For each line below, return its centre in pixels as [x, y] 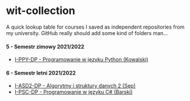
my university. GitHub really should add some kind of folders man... [87, 33]
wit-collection [41, 11]
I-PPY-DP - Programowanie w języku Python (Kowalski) [81, 60]
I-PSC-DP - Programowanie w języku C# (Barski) [73, 92]
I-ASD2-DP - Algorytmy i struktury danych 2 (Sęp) [75, 86]
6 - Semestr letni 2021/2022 [41, 73]
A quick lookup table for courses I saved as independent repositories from [95, 27]
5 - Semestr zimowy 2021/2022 [45, 46]
